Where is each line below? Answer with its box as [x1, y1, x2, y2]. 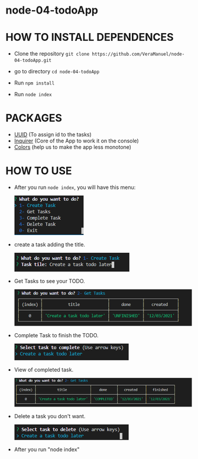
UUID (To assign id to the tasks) [14, 131, 92, 138]
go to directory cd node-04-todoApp [14, 68, 100, 75]
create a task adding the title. [14, 241, 86, 248]
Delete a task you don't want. [14, 412, 86, 419]
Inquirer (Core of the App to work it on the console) [14, 137, 139, 145]
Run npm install [14, 79, 55, 86]
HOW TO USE [5, 164, 72, 178]
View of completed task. [14, 366, 74, 373]
